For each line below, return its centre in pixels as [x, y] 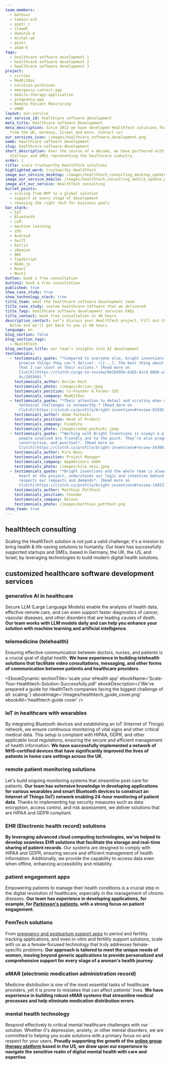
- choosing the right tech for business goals [60, 203]
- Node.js [20, 264]
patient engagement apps [38, 877]
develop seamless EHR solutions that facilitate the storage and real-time [83, 842]
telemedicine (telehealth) [37, 641]
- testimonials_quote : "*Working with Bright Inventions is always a [84, 433]
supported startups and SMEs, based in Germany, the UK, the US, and [78, 552]
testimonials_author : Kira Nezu [48, 453]
